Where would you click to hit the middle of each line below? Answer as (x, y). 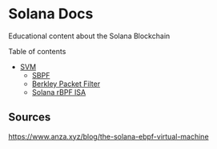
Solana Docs (51, 14)
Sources (30, 118)
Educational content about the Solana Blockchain (89, 36)
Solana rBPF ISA (59, 92)
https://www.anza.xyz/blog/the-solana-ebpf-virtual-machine (109, 136)
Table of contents (37, 51)
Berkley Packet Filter (66, 84)
